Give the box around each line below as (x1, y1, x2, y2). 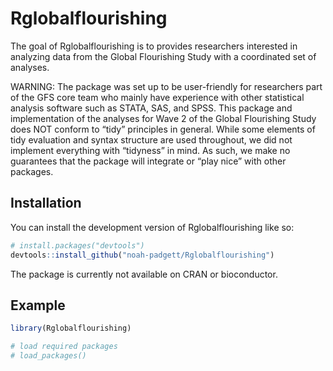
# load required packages (10, 342, 118, 352)
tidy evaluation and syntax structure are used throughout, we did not (10, 133, 293, 146)
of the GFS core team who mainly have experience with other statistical (10, 91, 305, 103)
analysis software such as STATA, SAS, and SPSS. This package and (10, 102, 293, 114)
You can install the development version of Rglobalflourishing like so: (10, 221, 295, 233)
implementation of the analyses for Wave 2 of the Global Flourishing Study (10, 112, 317, 124)
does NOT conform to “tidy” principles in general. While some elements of (10, 123, 316, 135)
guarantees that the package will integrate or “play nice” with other (10, 155, 287, 167)
